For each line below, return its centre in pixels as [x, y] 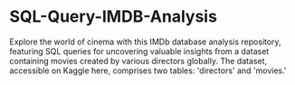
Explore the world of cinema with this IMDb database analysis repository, [146, 42]
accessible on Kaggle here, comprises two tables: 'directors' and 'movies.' [148, 71]
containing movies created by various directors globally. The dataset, [138, 61]
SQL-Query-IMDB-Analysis [113, 17]
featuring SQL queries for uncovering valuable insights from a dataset [139, 51]
